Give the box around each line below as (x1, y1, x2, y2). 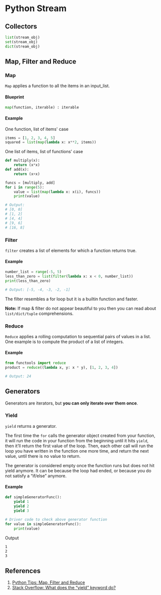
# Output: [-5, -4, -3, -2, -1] (5, 287, 70, 292)
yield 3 (14, 508, 29, 513)
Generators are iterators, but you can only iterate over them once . (5, 400, 138, 406)
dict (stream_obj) (5, 44, 40, 49)
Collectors (5, 22, 37, 31)
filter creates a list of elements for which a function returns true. (5, 248, 137, 253)
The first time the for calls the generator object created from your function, (5, 432, 156, 438)
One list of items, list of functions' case (5, 149, 83, 155)
